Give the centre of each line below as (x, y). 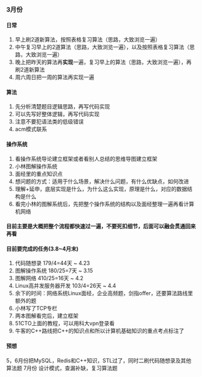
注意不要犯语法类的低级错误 (49, 122)
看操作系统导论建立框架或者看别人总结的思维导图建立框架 (86, 158)
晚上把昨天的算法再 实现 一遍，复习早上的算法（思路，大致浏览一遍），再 (103, 62)
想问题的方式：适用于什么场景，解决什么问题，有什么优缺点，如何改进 (102, 181)
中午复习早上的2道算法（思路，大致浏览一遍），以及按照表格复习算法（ (102, 47)
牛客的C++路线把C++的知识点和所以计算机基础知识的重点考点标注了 (99, 331)
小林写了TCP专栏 (36, 308)
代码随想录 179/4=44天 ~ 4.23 (52, 263)
